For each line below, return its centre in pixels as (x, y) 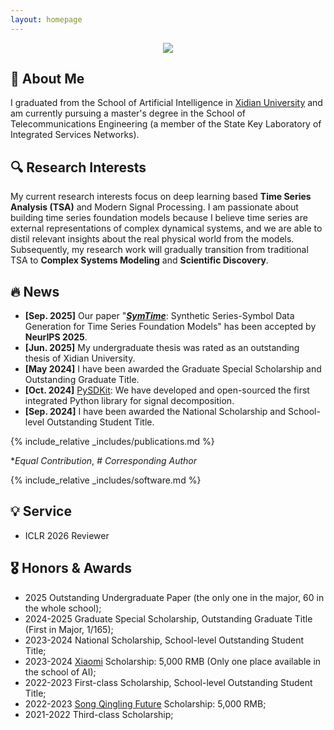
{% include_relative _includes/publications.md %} (112, 442)
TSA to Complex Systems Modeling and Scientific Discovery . (139, 260)
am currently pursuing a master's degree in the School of (128, 113)
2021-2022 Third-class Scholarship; (99, 714)
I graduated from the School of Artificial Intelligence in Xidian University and (166, 103)
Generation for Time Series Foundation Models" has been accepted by (170, 327)
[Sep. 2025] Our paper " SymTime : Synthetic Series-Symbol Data (159, 316)
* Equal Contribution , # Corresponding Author (104, 461)
